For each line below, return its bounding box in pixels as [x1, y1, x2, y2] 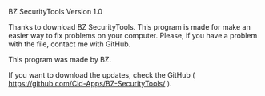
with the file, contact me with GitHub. [8, 39, 131, 49]
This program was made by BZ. [8, 55, 112, 64]
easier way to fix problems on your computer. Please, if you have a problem [8, 31, 258, 40]
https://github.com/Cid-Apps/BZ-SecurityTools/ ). [8, 79, 172, 88]
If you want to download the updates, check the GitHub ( [8, 70, 195, 79]
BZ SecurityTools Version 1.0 [8, 7, 102, 16]
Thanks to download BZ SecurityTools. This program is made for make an [8, 22, 251, 31]
